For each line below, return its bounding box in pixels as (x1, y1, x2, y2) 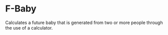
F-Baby (5, 3, 37, 14)
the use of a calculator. (5, 24, 53, 30)
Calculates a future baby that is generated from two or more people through (5, 19, 163, 25)
